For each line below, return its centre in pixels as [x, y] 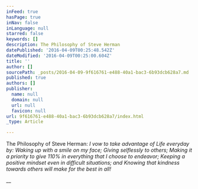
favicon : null [29, 111]
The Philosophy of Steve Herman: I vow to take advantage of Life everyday [98, 144]
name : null [25, 94]
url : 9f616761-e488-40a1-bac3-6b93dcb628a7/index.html [75, 116]
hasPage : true [24, 17]
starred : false [25, 34]
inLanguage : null [27, 28]
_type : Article [25, 122]
